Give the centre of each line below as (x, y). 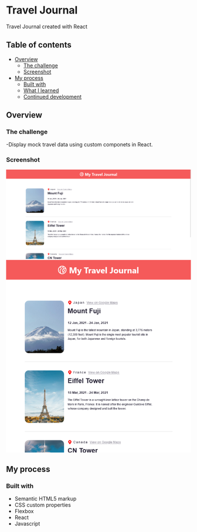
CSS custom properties (43, 505)
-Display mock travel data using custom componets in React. (80, 145)
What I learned (41, 90)
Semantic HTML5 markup (45, 499)
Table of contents (39, 45)
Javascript (27, 524)
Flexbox (24, 511)
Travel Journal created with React (47, 26)
